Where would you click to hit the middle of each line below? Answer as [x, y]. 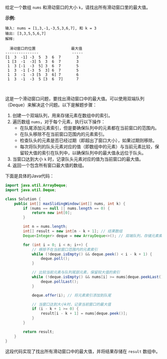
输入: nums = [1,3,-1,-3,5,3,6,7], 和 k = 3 [51, 28]
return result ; [39, 332]
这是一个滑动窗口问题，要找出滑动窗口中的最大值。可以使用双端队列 [75, 98]
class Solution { [23, 199]
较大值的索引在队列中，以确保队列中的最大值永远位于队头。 [85, 153]
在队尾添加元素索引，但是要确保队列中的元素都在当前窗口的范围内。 [89, 128]
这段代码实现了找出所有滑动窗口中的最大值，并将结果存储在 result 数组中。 [83, 351]
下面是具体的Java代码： [30, 176]
